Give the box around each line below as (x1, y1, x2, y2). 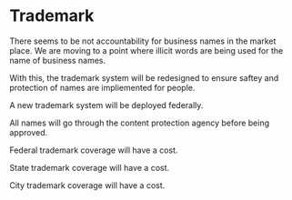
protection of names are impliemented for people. (9, 82, 196, 93)
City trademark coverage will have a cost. (9, 179, 166, 191)
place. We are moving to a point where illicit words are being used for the (9, 45, 284, 55)
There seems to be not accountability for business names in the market (9, 35, 277, 46)
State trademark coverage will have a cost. (9, 162, 170, 173)
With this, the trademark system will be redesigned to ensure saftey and (9, 72, 279, 83)
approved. (9, 126, 48, 137)
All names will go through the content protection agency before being (9, 117, 270, 128)
